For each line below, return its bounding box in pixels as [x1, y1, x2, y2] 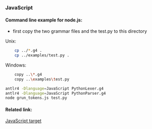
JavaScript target [5, 118, 42, 124]
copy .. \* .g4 [14, 72, 42, 77]
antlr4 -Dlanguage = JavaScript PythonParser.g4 [5, 91, 106, 96]
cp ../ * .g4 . [14, 48, 42, 53]
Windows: [5, 62, 27, 68]
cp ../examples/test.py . [14, 53, 70, 58]
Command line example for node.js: [5, 17, 83, 23]
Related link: [5, 106, 32, 113]
